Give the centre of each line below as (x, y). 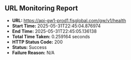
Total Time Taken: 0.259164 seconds (51, 36)
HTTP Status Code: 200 (37, 42)
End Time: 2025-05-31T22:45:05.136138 (54, 31)
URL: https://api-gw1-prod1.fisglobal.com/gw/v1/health (69, 20)
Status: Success (29, 47)
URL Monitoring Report (42, 8)
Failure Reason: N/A (33, 52)
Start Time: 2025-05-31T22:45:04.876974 (56, 26)
